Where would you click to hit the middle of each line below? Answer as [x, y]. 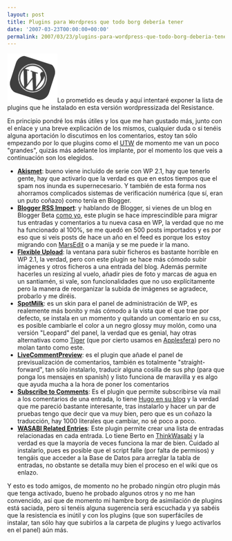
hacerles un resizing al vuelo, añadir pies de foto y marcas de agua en [117, 274]
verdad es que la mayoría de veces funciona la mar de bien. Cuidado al [118, 443]
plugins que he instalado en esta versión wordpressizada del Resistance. [110, 108]
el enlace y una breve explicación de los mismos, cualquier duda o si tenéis [114, 129]
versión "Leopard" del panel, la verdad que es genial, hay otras [107, 333]
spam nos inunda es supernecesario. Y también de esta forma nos [112, 186]
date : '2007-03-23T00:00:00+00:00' [58, 29]
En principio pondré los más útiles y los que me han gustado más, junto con [115, 121]
